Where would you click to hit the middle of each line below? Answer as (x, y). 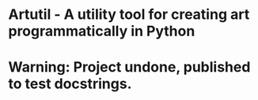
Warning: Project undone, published (129, 67)
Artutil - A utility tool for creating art (129, 15)
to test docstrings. (70, 84)
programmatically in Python (102, 31)
